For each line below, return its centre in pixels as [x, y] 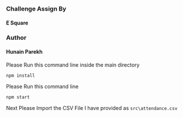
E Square [17, 23]
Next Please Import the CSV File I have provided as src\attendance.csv [92, 108]
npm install [20, 75]
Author [16, 38]
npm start [18, 97]
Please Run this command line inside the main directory [73, 65]
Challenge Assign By [36, 9]
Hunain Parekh [24, 52]
